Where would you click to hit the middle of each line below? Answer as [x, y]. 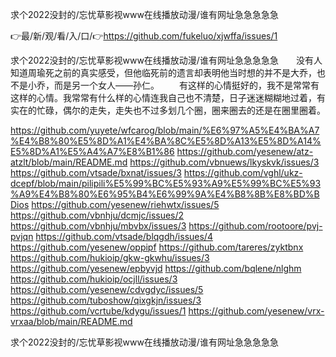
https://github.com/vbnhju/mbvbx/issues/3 [98, 226]
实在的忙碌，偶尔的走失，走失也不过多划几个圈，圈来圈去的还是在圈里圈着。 [168, 110]
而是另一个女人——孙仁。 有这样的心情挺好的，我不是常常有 [186, 85]
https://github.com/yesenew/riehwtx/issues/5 [125, 204]
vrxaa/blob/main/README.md [71, 321]
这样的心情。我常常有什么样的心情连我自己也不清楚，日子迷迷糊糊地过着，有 [168, 97]
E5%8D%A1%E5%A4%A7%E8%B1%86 [92, 151]
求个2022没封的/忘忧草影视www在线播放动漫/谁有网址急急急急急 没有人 [166, 60]
